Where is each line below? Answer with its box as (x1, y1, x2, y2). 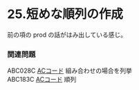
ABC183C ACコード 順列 (7, 75, 77, 84)
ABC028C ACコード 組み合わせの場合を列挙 (7, 66, 133, 75)
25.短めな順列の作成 (7, 6, 123, 22)
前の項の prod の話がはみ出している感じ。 (7, 30, 127, 39)
